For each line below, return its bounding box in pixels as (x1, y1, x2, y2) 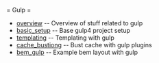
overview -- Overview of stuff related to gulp (16, 19, 143, 27)
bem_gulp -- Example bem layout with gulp (16, 48, 138, 56)
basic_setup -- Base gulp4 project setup (16, 27, 131, 34)
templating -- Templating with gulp (16, 34, 114, 42)
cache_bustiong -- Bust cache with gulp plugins (16, 41, 152, 49)
